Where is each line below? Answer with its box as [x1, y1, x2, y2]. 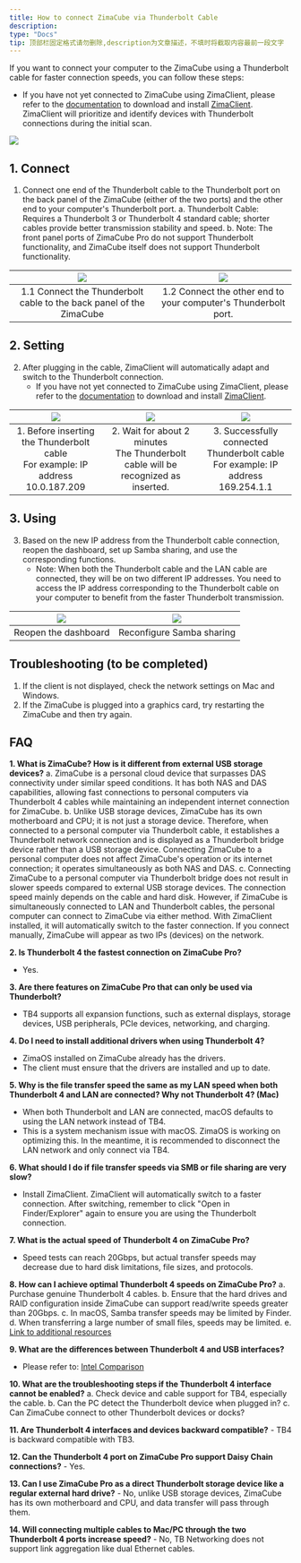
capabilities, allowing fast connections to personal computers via [9, 787, 249, 798]
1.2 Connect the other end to [162, 286, 285, 298]
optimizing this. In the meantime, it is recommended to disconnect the [21, 1135, 280, 1146]
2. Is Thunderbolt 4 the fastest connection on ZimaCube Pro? [9, 947, 242, 958]
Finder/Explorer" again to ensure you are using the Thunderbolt [21, 1208, 257, 1219]
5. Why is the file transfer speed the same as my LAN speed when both [9, 1080, 279, 1091]
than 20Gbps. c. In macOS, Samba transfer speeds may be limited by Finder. [9, 1308, 292, 1318]
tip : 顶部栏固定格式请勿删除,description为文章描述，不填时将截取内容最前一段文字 [9, 38, 285, 47]
